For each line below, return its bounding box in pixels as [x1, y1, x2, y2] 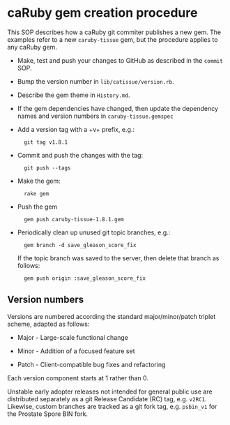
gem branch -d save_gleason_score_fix [24, 241, 137, 248]
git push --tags [24, 164, 71, 172]
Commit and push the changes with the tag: [17, 151, 144, 159]
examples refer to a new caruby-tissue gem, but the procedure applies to [7, 35, 218, 43]
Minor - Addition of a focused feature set [17, 347, 135, 355]
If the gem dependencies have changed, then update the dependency [17, 104, 218, 112]
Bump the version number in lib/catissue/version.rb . [17, 77, 174, 85]
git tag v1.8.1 [24, 138, 68, 146]
